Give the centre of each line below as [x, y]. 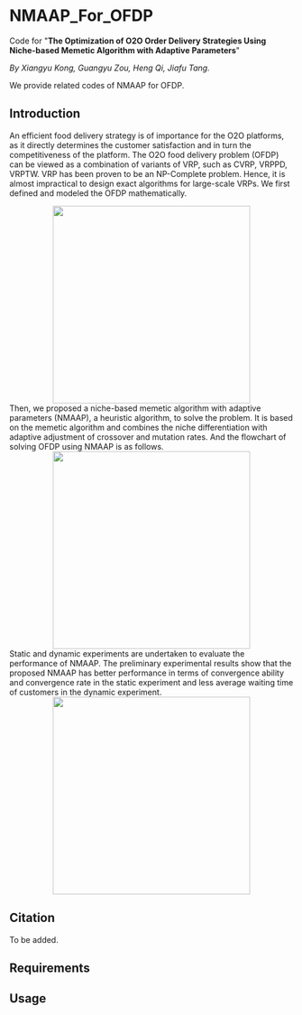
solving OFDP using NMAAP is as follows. [87, 446]
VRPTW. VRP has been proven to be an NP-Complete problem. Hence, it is [147, 173]
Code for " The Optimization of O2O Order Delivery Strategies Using [138, 41]
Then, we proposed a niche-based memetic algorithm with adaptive [135, 408]
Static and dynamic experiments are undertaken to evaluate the [127, 653]
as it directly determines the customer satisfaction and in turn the [131, 144]
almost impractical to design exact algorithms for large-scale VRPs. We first [150, 183]
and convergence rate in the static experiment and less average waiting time [151, 682]
